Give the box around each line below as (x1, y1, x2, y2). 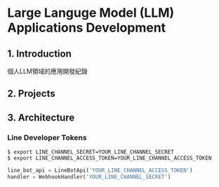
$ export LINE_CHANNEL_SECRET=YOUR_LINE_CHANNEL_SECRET (7, 148, 174, 155)
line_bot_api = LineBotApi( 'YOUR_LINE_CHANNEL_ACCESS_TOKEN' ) (7, 167, 193, 174)
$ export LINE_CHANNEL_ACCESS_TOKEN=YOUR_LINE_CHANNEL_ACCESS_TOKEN (7, 155, 212, 162)
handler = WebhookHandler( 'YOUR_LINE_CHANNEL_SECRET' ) (7, 173, 171, 180)
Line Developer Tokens (7, 132, 87, 142)
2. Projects (7, 88, 55, 99)
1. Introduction (7, 48, 72, 60)
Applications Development (7, 20, 166, 36)
